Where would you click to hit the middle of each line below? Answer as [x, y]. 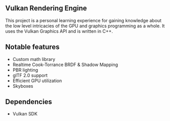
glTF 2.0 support [30, 75]
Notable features [32, 47]
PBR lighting [25, 70]
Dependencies [29, 102]
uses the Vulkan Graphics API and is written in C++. [59, 31]
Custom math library [34, 59]
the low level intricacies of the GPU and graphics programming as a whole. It [85, 26]
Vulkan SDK [25, 114]
